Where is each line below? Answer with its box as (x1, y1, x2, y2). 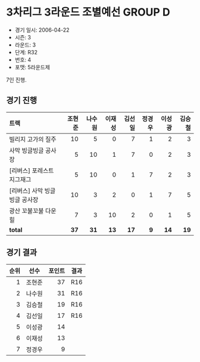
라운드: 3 (14, 41, 36, 48)
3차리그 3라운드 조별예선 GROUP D (6, 5, 171, 19)
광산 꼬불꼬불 (9, 206, 44, 215)
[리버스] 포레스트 (9, 166, 54, 175)
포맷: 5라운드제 (14, 63, 51, 70)
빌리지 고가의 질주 (9, 135, 57, 143)
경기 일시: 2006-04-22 (14, 26, 70, 33)
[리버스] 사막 (9, 186, 43, 194)
